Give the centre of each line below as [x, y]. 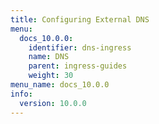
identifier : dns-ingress [80, 47]
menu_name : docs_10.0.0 [60, 85]
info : [21, 94]
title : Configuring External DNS [80, 19]
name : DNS [49, 57]
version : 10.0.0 [53, 103]
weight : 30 [51, 76]
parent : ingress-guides [78, 66]
